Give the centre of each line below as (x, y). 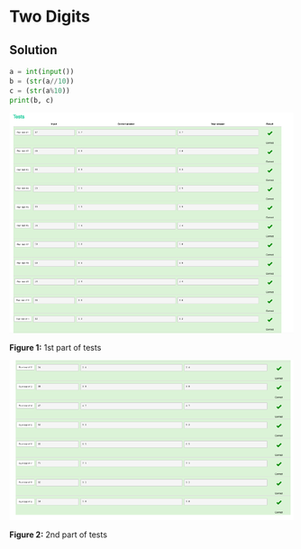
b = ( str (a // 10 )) (42, 81)
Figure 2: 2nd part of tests (59, 535)
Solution (33, 50)
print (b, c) (32, 100)
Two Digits (50, 17)
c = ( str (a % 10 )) (40, 91)
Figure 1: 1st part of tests (55, 348)
